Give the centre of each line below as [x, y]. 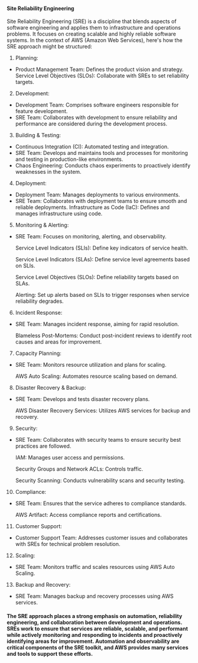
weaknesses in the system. [48, 172]
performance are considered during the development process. [91, 124]
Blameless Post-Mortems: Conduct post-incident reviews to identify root [103, 336]
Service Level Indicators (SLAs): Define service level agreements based [103, 260]
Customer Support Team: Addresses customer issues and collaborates [101, 538]
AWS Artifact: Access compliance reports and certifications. [88, 515]
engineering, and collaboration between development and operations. [95, 622]
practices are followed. [43, 446]
